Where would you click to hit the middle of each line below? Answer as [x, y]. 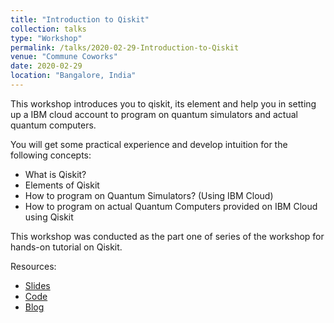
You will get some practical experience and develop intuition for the [149, 144]
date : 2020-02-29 [46, 66]
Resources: [33, 266]
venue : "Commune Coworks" [64, 57]
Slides [37, 285]
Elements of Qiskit [62, 185]
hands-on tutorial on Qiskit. [66, 247]
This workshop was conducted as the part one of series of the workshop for [167, 236]
